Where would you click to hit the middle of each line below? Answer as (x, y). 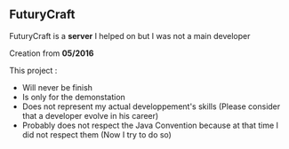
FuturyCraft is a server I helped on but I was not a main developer (130, 35)
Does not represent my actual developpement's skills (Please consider (151, 106)
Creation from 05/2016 (52, 53)
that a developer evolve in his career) (90, 115)
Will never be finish (57, 87)
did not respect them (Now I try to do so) (96, 134)
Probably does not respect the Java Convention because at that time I (150, 125)
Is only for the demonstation (74, 97)
